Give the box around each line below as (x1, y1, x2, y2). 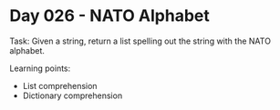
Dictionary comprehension (22, 90, 123, 101)
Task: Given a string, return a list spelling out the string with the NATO (9, 35, 272, 46)
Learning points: (9, 63, 71, 74)
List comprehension (22, 80, 98, 91)
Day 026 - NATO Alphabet (9, 5, 210, 26)
